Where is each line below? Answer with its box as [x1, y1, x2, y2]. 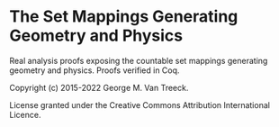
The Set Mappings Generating [9, 6, 238, 27]
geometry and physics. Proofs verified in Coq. [9, 65, 180, 76]
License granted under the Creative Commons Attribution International [9, 99, 270, 110]
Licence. [9, 109, 41, 120]
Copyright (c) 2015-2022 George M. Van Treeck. [9, 82, 189, 93]
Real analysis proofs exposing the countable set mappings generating [9, 55, 268, 66]
